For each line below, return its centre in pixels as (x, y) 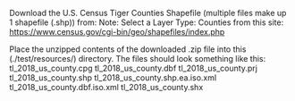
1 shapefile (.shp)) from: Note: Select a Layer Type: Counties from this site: (147, 22)
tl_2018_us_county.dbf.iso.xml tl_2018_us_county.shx (106, 87)
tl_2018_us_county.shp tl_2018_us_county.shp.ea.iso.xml (113, 78)
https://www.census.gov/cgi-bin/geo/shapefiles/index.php (117, 32)
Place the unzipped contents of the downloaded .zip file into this (128, 49)
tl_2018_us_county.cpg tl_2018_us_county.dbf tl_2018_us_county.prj (133, 68)
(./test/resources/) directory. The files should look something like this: (138, 59)
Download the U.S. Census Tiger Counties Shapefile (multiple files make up (148, 13)
